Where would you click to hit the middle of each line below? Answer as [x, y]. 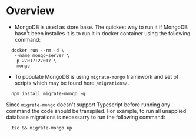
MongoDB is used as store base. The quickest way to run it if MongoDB [101, 27]
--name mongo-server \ [41, 55]
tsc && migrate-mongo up [42, 128]
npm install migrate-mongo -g [48, 93]
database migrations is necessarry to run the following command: [86, 117]
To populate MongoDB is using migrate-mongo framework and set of [97, 76]
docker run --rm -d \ [38, 50]
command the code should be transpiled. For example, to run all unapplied [96, 111]
